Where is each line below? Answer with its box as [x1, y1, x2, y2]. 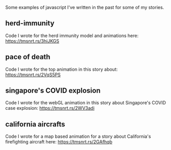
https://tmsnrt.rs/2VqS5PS [5, 71, 61, 78]
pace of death [5, 53, 51, 62]
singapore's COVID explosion [5, 86, 101, 95]
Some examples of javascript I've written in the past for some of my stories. [5, 5, 164, 10]
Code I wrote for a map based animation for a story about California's [5, 133, 152, 139]
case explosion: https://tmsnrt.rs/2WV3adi [5, 105, 95, 111]
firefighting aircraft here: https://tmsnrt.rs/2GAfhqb [5, 139, 113, 145]
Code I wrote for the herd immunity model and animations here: [5, 33, 139, 39]
